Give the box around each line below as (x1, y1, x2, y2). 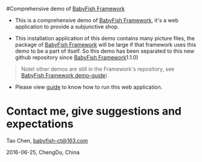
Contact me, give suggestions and (6, 104, 182, 118)
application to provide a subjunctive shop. (14, 23, 119, 30)
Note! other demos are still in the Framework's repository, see (21, 65, 175, 73)
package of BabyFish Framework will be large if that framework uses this (14, 41, 197, 48)
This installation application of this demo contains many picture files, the (14, 35, 195, 41)
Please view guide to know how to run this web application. (14, 83, 163, 91)
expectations (6, 117, 74, 131)
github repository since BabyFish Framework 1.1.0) (14, 54, 139, 61)
